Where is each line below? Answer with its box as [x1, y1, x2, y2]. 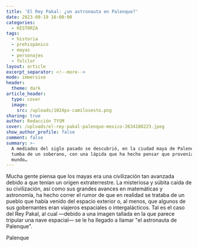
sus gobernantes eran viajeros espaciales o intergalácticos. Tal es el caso [6, 204, 185, 211]
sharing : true [6, 113, 41, 118]
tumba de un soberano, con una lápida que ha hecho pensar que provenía [11, 151, 194, 157]
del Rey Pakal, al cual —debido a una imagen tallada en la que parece [6, 210, 175, 218]
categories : [6, 19, 35, 25]
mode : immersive [6, 74, 46, 80]
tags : [6, 31, 19, 37]
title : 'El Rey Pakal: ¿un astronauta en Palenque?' [6, 8, 138, 15]
